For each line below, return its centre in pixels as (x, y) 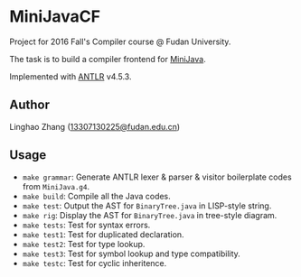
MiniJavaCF (55, 17)
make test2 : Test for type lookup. (84, 244)
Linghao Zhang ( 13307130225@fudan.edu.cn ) (95, 126)
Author (29, 105)
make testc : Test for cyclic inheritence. (94, 263)
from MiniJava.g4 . (56, 186)
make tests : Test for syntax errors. (86, 225)
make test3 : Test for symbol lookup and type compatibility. (132, 254)
